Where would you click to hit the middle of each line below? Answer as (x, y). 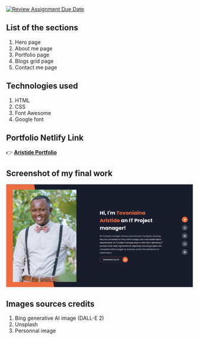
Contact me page (36, 67)
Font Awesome (33, 113)
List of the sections (42, 28)
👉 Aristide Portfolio (32, 152)
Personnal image (35, 331)
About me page (33, 48)
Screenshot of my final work (59, 173)
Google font (29, 119)
